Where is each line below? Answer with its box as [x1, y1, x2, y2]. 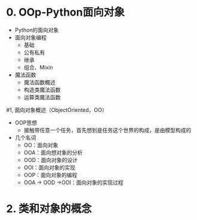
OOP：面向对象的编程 [23, 171, 78, 178]
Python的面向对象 [14, 26, 59, 33]
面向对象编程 [14, 33, 47, 41]
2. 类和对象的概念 [6, 202, 92, 216]
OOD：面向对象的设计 [23, 156, 78, 163]
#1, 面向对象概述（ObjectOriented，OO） [6, 106, 107, 114]
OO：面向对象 [23, 141, 59, 148]
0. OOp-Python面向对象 [6, 5, 125, 19]
